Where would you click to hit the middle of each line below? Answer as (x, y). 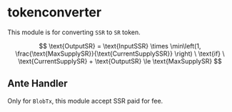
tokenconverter (55, 12)
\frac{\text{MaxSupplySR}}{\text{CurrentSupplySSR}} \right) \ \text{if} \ (120, 54)
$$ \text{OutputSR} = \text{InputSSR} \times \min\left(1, (120, 46)
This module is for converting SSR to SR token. (74, 32)
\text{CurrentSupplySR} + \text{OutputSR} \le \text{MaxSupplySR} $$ (120, 61)
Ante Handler (37, 84)
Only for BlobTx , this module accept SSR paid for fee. (85, 101)
